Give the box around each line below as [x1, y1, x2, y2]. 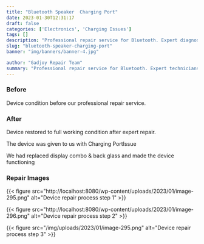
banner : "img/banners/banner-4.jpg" [6, 49, 99, 55]
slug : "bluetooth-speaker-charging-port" [6, 43, 113, 49]
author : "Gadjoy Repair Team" [6, 59, 83, 66]
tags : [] [6, 32, 29, 38]
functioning [6, 159, 35, 166]
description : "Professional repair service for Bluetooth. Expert [6, 37, 178, 43]
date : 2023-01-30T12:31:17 [6, 15, 75, 21]
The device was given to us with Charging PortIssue [6, 140, 137, 148]
